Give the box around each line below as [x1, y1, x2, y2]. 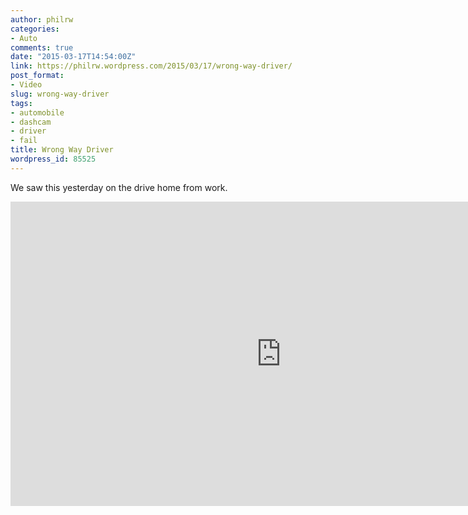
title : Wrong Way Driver [10, 145, 114, 155]
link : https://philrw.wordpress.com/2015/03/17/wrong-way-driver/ [10, 61, 293, 71]
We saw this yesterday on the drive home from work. [10, 181, 228, 193]
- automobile [10, 107, 65, 118]
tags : [10, 98, 33, 108]
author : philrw [10, 14, 74, 25]
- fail [10, 136, 38, 146]
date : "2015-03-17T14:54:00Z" [10, 52, 137, 62]
